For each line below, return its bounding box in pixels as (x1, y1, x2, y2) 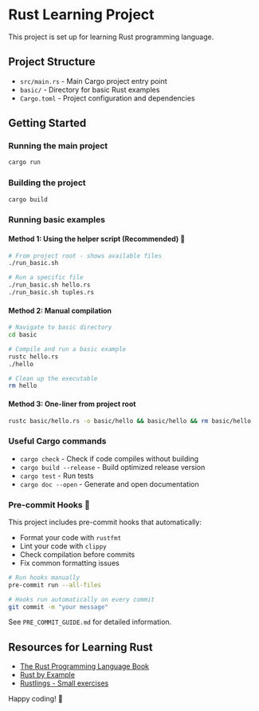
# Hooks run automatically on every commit (8, 595, 155, 603)
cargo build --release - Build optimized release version (19, 462, 206, 472)
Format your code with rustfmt (19, 532, 122, 542)
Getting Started (8, 117, 87, 130)
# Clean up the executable (8, 374, 98, 382)
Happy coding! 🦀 (8, 694, 64, 704)
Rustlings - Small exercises (19, 678, 109, 688)
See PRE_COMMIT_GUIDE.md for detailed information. (8, 617, 172, 627)
